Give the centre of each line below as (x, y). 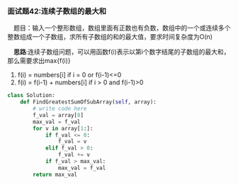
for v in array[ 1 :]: (63, 128)
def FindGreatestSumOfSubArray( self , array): (89, 102)
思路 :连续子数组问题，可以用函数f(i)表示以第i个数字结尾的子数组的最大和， (122, 52)
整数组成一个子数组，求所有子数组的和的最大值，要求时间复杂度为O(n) (110, 37)
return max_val (55, 174)
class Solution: (31, 96)
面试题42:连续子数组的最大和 (57, 11)
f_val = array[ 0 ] (58, 115)
